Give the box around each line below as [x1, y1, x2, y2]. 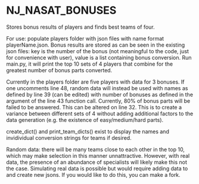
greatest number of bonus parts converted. [6, 66, 113, 73]
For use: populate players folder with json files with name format [6, 35, 164, 42]
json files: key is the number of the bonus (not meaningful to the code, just [6, 47, 189, 54]
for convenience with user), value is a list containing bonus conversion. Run [6, 54, 192, 61]
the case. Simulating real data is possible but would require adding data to [6, 165, 188, 172]
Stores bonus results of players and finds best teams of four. [6, 23, 155, 30]
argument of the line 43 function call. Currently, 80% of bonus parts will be [6, 97, 191, 105]
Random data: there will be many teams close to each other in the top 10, [6, 146, 185, 153]
